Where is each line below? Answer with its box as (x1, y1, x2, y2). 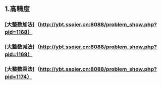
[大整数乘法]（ (5, 66, 40, 73)
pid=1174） (5, 73, 32, 80)
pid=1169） (5, 51, 33, 58)
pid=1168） (5, 29, 33, 36)
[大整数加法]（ (5, 21, 40, 28)
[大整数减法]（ (5, 43, 40, 50)
